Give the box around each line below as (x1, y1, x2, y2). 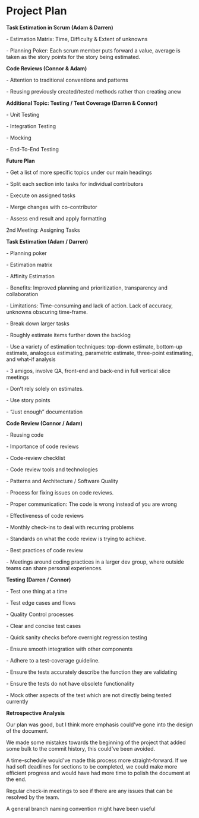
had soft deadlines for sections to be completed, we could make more (6, 763, 178, 770)
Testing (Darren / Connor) (6, 576, 71, 583)
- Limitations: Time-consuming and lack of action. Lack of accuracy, (6, 302, 173, 309)
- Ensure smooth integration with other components (6, 645, 133, 652)
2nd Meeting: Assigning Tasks (6, 226, 80, 234)
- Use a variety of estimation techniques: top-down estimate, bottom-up (6, 343, 183, 350)
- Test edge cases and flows (6, 599, 76, 606)
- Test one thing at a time (6, 587, 68, 595)
